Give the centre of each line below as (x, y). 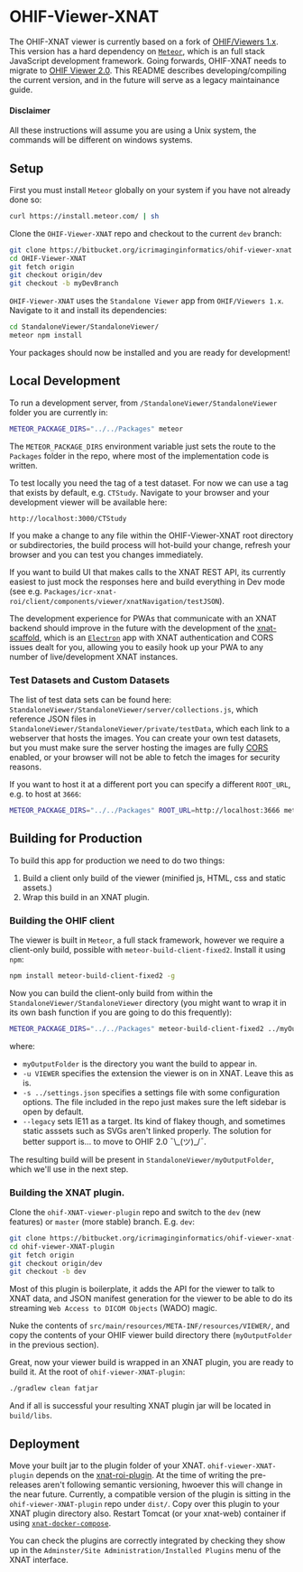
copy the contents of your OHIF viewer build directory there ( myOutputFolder (151, 1335)
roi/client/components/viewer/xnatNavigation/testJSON (115, 601)
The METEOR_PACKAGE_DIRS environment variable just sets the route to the (143, 446)
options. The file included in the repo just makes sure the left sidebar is (154, 1102)
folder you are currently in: (59, 412)
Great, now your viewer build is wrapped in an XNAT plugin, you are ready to (151, 1363)
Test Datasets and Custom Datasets (89, 680)
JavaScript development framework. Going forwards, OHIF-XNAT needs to (148, 60)
